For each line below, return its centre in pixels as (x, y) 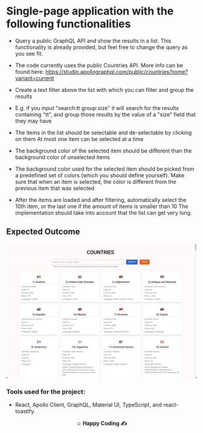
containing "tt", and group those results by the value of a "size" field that (105, 114)
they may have (33, 121)
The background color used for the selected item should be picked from (105, 169)
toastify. (25, 411)
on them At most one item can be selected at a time (79, 139)
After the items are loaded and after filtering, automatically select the (101, 200)
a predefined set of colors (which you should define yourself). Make (100, 175)
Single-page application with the (90, 11)
